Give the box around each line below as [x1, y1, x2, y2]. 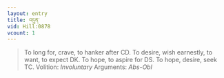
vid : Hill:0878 [7, 23, 51, 30]
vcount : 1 [7, 29, 36, 37]
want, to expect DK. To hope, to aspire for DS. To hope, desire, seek [23, 56, 217, 64]
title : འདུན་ [7, 17, 40, 23]
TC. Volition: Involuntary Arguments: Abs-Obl [23, 63, 153, 71]
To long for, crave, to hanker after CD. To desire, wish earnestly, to [23, 48, 212, 57]
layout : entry [7, 10, 48, 17]
